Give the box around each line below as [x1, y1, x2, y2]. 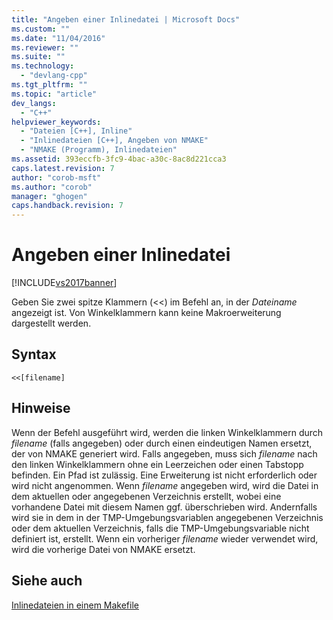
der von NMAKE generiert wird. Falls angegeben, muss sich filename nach [11, 447, 318, 460]
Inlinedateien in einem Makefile [11, 599, 139, 611]
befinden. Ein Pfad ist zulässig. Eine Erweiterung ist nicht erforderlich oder [11, 469, 318, 481]
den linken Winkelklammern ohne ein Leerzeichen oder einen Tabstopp [11, 458, 304, 470]
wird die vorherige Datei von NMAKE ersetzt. [11, 543, 196, 555]
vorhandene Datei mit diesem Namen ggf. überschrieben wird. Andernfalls [11, 501, 318, 513]
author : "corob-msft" [11, 172, 102, 183]
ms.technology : [11, 61, 75, 71]
